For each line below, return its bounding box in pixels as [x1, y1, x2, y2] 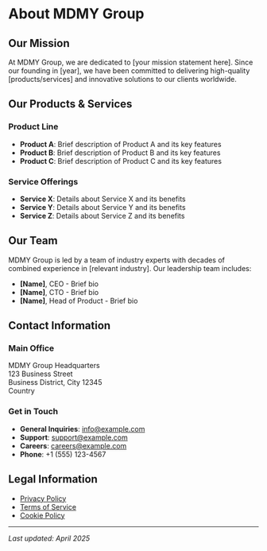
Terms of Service [19, 502, 77, 511]
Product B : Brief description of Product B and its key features [19, 148, 221, 157]
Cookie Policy [19, 510, 65, 520]
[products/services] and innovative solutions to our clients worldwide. [8, 75, 237, 83]
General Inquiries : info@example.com [19, 424, 145, 433]
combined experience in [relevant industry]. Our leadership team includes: [8, 263, 252, 273]
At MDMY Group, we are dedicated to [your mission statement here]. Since [8, 57, 253, 67]
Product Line [8, 121, 59, 132]
